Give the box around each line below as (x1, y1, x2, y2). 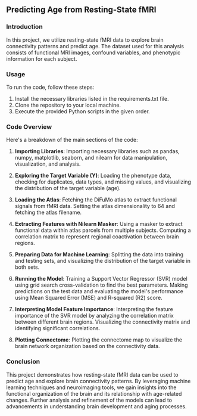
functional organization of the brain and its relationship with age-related (6, 390, 182, 397)
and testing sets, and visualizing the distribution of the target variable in (14, 257, 191, 265)
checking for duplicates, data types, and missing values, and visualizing (14, 178, 192, 185)
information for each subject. (6, 55, 77, 62)
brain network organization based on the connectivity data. (14, 343, 160, 350)
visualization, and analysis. (14, 160, 81, 167)
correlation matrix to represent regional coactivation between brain (14, 233, 180, 240)
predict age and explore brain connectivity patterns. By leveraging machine (6, 377, 191, 384)
